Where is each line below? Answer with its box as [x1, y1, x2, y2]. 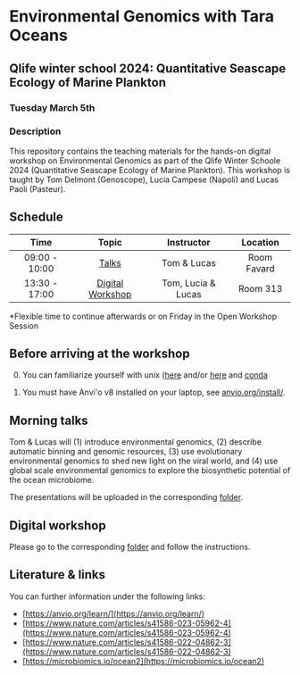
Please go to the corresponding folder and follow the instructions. [9, 542, 251, 553]
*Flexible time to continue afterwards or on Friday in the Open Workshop [9, 311, 278, 321]
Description [9, 125, 62, 137]
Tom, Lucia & [162, 277, 216, 289]
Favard [246, 262, 275, 274]
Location [240, 236, 279, 248]
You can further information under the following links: [9, 591, 205, 602]
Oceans [9, 25, 69, 46]
